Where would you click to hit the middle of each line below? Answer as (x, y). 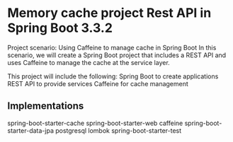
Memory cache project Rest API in (109, 13)
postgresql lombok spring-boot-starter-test (119, 130)
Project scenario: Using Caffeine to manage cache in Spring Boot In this (112, 47)
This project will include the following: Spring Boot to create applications (113, 76)
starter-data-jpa (31, 130)
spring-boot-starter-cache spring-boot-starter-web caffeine (95, 123)
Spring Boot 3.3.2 (60, 28)
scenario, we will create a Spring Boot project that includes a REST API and (117, 55)
